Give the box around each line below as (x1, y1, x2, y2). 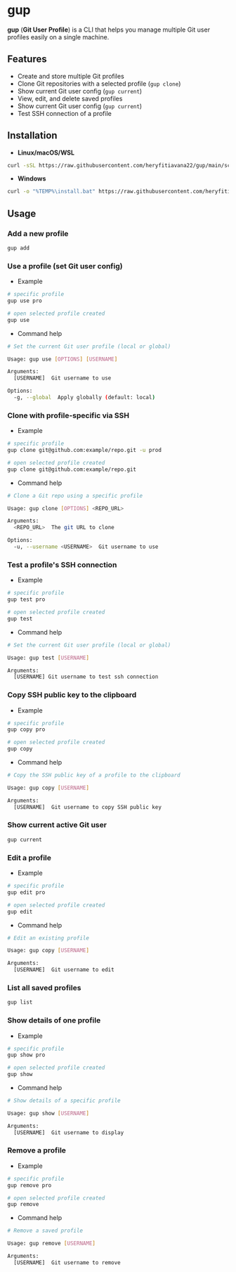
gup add (7, 245, 30, 252)
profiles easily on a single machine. (7, 32, 110, 41)
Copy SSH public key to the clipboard (7, 690, 137, 700)
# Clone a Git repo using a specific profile (7, 492, 143, 499)
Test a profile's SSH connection (7, 559, 117, 569)
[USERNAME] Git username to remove (13, 1259, 121, 1266)
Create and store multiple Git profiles (17, 72, 124, 80)
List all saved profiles (7, 982, 81, 992)
